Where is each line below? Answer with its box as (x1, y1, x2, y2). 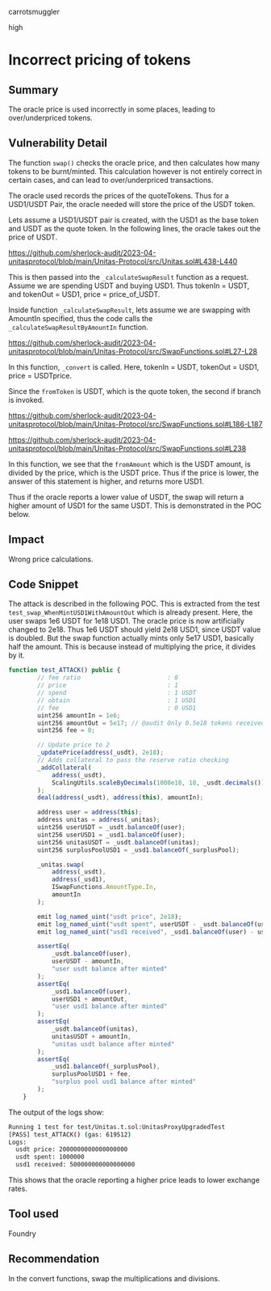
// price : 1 (37, 681, 179, 690)
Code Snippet (8, 578, 79, 591)
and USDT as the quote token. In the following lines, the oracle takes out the (8, 223, 261, 233)
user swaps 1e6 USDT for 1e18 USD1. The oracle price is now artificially (8, 616, 244, 626)
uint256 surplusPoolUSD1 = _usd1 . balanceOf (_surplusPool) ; (37, 845, 240, 854)
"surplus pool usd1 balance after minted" (51, 1077, 197, 1086)
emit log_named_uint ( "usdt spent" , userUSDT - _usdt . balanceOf (37, 920, 254, 929)
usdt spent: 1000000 (15, 1153, 85, 1162)
